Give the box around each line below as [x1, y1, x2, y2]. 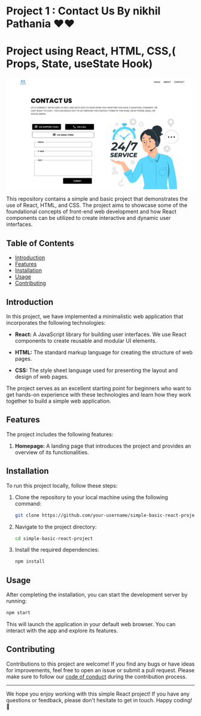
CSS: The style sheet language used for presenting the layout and [14, 367, 178, 374]
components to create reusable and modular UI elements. [14, 337, 157, 344]
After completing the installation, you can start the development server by [6, 591, 188, 599]
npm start [6, 610, 31, 616]
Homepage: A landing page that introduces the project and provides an [14, 442, 191, 449]
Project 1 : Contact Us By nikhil [6, 4, 161, 18]
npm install [14, 558, 45, 564]
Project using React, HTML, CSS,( [6, 44, 176, 58]
